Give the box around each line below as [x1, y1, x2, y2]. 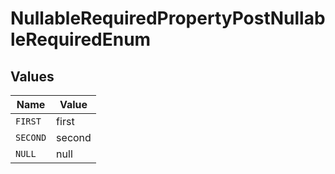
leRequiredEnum [10, 28, 152, 51]
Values [10, 68, 55, 85]
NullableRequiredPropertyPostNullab [10, 7, 326, 30]
